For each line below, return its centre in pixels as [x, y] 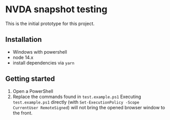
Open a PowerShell [33, 91]
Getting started [30, 79]
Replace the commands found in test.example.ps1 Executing [77, 97]
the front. [23, 113]
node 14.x [23, 57]
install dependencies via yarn [44, 63]
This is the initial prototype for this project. [50, 23]
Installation [24, 40]
